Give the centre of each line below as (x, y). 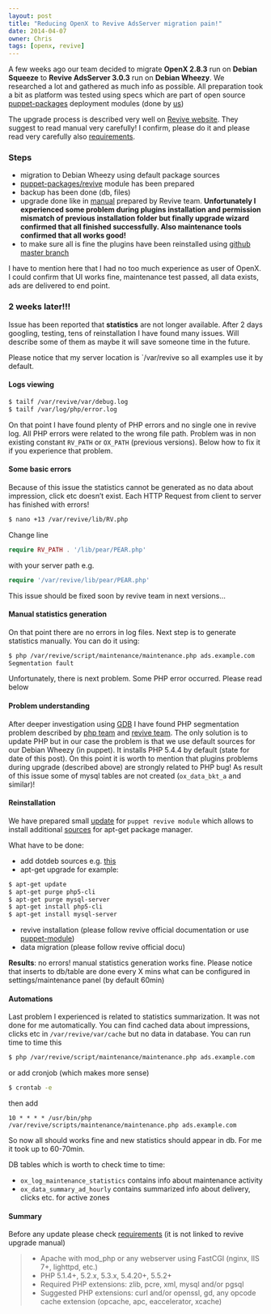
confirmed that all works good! (73, 235)
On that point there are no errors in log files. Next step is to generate (122, 632)
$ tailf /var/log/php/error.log (63, 409)
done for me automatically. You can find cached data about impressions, (129, 1025)
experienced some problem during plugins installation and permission (140, 210)
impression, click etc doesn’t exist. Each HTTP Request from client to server (135, 496)
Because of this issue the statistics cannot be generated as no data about (131, 487)
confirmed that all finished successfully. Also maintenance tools (131, 227)
